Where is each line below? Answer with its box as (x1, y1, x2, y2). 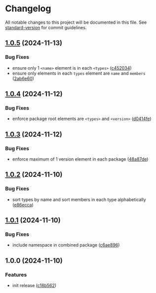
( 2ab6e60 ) (12, 75, 35, 82)
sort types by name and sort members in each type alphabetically (12, 196, 147, 203)
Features (5, 271, 27, 278)
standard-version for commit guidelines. (5, 24, 87, 30)
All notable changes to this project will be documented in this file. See (5, 19, 147, 25)
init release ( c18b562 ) (12, 283, 57, 289)
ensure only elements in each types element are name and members (12, 70, 146, 76)
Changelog (5, 3, 51, 14)
